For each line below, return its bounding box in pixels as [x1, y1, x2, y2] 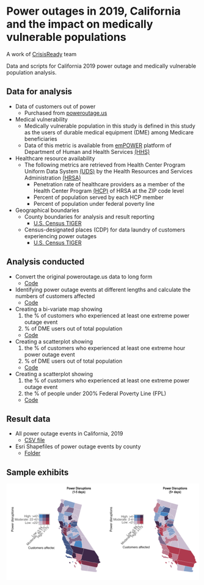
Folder [24, 449, 41, 457]
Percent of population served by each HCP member [33, 194, 164, 201]
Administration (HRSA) [24, 174, 81, 181]
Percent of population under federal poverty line [33, 200, 155, 207]
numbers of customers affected [15, 292, 95, 300]
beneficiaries [24, 135, 57, 142]
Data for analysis [6, 87, 72, 97]
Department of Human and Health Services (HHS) [24, 148, 150, 155]
